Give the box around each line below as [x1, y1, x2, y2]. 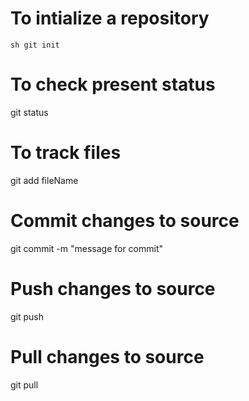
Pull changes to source [10, 345, 205, 368]
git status [10, 106, 49, 118]
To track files [10, 142, 122, 164]
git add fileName [10, 174, 79, 186]
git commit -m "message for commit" [10, 242, 164, 254]
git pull [10, 378, 39, 391]
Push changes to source [10, 277, 216, 300]
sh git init [10, 40, 60, 50]
